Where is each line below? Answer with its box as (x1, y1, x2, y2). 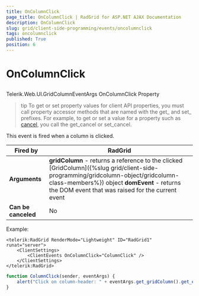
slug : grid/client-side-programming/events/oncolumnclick (6, 25, 152, 31)
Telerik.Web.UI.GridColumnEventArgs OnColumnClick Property (6, 91, 160, 98)
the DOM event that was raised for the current (49, 186, 176, 194)
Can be (9, 203, 30, 211)
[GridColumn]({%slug (49, 164, 110, 172)
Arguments (9, 175, 41, 184)
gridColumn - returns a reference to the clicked (49, 156, 183, 165)
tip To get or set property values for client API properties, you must (20, 102, 185, 110)
